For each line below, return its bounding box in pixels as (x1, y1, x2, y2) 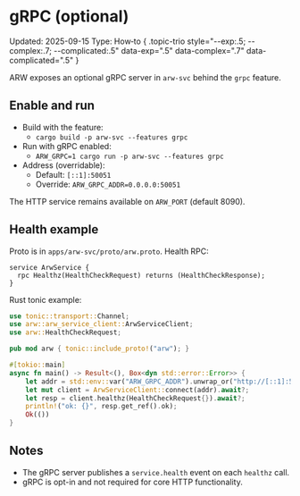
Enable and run (9, 98, 96, 113)
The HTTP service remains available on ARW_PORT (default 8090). (9, 196, 246, 206)
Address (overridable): (21, 159, 105, 171)
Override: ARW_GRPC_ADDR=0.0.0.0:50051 (35, 179, 181, 189)
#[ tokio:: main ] (9, 360, 66, 370)
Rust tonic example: (9, 294, 82, 305)
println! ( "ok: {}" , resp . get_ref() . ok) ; (25, 402, 178, 411)
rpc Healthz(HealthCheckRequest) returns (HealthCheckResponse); (17, 271, 266, 280)
